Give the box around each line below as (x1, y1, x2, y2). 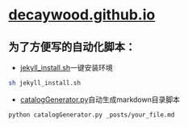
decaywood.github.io (8, 6, 156, 24)
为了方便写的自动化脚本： (8, 40, 136, 53)
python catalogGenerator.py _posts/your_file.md (8, 111, 175, 119)
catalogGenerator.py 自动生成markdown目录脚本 (19, 95, 180, 104)
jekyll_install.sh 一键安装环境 (19, 63, 113, 72)
